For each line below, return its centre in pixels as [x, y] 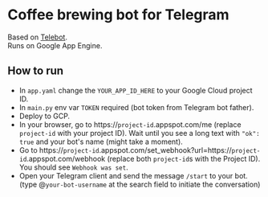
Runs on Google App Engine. [55, 45]
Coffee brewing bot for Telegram [118, 15]
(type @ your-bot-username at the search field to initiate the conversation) [140, 184]
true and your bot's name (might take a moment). [101, 142]
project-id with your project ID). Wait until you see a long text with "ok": [139, 133]
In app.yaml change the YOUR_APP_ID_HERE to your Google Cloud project [136, 90]
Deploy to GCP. [44, 116]
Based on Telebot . [37, 37]
